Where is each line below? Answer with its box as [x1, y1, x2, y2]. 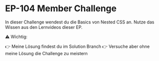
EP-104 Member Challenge [5, 3, 117, 14]
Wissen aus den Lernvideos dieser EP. [5, 24, 82, 30]
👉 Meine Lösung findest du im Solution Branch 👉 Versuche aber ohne [5, 43, 150, 49]
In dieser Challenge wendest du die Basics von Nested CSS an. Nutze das [5, 19, 155, 25]
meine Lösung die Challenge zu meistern [5, 50, 88, 56]
